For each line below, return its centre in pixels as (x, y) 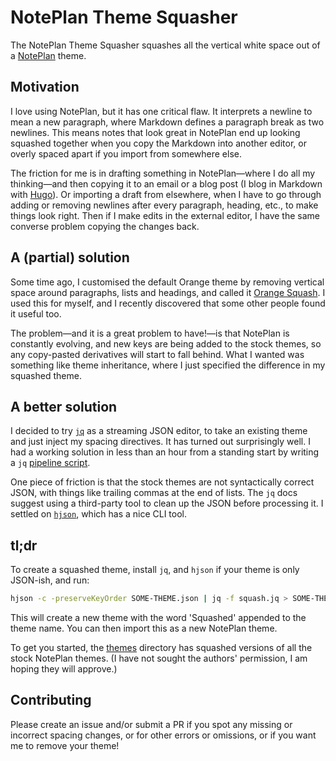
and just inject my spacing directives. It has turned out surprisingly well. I (160, 442)
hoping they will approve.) (64, 669)
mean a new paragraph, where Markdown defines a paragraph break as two (167, 122)
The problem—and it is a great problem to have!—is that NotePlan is (150, 333)
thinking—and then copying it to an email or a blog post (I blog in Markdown (166, 183)
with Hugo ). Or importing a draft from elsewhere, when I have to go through (166, 194)
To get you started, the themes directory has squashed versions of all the (161, 648)
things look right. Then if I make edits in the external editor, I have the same (165, 215)
